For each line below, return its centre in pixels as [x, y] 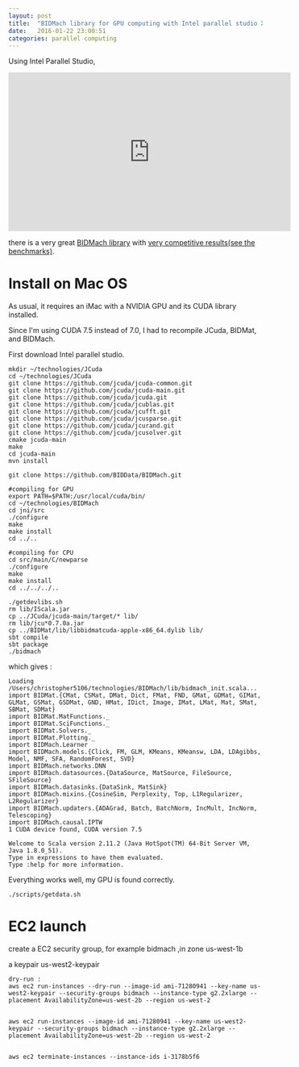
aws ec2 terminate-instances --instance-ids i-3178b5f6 [104, 1057]
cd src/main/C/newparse [48, 560]
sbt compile [28, 638]
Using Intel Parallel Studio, [52, 61]
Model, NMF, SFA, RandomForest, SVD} [72, 759]
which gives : [30, 667]
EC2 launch [48, 926]
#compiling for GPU [41, 490]
